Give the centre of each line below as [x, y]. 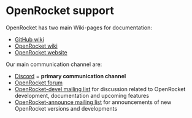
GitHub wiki [29, 39]
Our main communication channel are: [54, 64]
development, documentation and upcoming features [82, 95]
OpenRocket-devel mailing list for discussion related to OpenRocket [100, 89]
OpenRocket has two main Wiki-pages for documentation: [79, 28]
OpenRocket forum [38, 83]
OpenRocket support [60, 11]
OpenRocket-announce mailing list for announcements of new [93, 102]
